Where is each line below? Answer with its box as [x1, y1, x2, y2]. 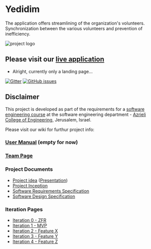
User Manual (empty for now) [5, 139, 78, 146]
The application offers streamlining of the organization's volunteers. [5, 20, 145, 26]
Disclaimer [5, 93, 39, 101]
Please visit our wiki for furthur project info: [5, 127, 94, 133]
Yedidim [5, 4, 40, 15]
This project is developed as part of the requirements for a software [5, 106, 145, 112]
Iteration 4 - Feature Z [12, 238, 58, 244]
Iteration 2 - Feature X [12, 228, 58, 234]
